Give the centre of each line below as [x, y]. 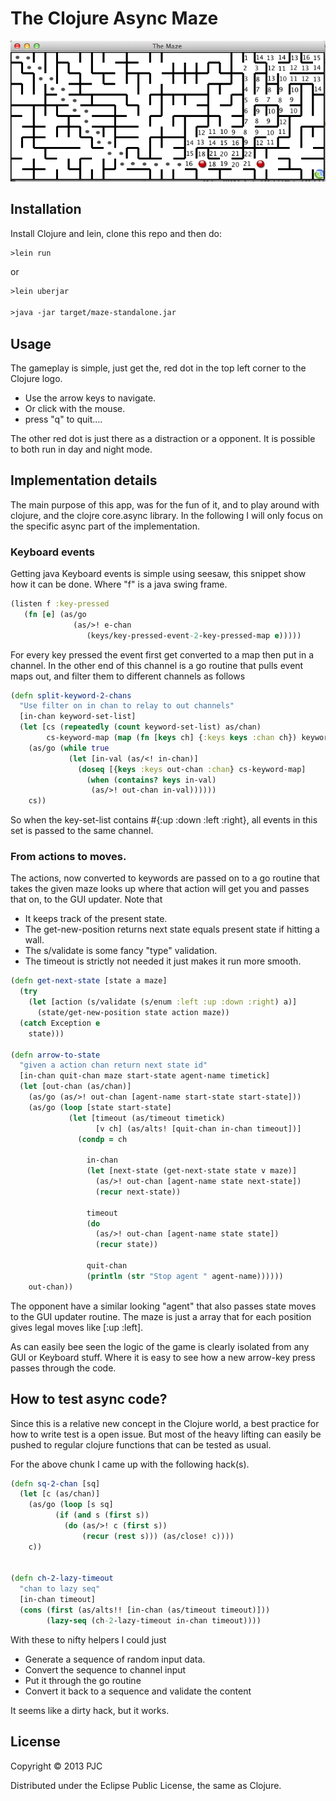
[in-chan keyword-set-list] [78, 717]
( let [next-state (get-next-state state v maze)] [192, 1171]
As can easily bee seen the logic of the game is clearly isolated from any [160, 1346]
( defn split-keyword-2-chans [71, 695]
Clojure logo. [36, 378]
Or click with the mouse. [75, 408]
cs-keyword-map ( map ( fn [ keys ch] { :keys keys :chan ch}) [172, 738]
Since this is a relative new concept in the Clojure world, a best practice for [165, 1423]
